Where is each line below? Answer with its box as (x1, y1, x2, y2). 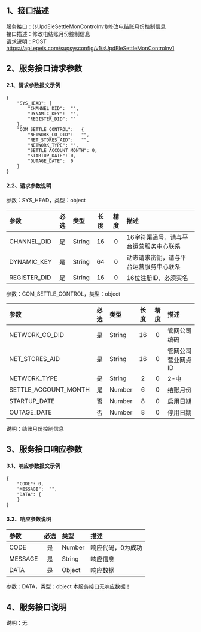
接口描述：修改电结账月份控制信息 (6, 30, 90, 37)
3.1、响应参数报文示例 (6, 462, 61, 469)
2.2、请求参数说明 (6, 182, 52, 189)
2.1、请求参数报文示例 (6, 81, 61, 88)
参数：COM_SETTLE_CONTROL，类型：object (6, 290, 121, 297)
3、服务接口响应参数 (6, 444, 83, 454)
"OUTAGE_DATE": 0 (28, 158, 74, 164)
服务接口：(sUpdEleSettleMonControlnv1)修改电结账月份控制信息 (6, 23, 166, 30)
